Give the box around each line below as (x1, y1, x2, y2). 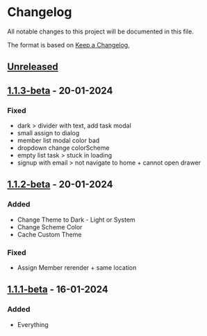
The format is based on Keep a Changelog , (7, 40, 130, 49)
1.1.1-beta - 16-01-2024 (7, 284, 109, 296)
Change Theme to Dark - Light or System (17, 215, 135, 224)
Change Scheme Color (17, 222, 83, 231)
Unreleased (7, 61, 59, 73)
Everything (17, 320, 49, 328)
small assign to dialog (17, 129, 80, 137)
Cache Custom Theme (17, 230, 82, 238)
